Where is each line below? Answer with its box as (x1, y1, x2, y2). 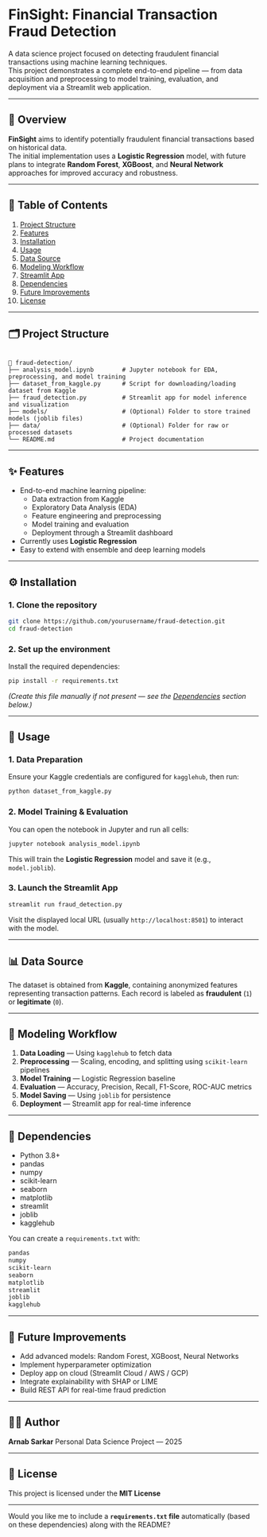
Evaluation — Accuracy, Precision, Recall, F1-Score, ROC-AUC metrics (19, 1082, 253, 1092)
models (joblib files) (8, 415, 83, 423)
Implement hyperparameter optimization (19, 1360, 153, 1369)
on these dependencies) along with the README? (8, 1520, 171, 1529)
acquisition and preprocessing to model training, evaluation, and (8, 74, 219, 83)
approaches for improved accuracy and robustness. (8, 168, 179, 177)
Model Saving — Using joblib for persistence (19, 1091, 171, 1100)
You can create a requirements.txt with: (8, 1234, 141, 1244)
